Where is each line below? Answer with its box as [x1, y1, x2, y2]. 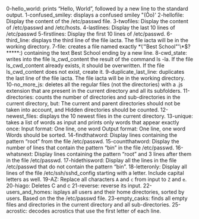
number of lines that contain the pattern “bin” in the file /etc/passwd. [6, 144, 174, 151]
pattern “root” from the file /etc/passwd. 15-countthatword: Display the [6, 138, 179, 145]
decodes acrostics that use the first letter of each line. [29, 208, 162, 214]
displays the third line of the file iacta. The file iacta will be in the [31, 37, 189, 43]
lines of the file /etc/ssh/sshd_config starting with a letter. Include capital [6, 170, 184, 176]
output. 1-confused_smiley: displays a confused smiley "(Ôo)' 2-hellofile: [6, 11, 184, 18]
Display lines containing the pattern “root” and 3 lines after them [34, 151, 192, 157]
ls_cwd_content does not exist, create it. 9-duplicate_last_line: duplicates [6, 68, 185, 75]
